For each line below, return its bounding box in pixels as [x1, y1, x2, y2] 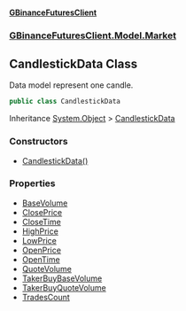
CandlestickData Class [9, 56, 138, 71]
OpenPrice [21, 245, 62, 255]
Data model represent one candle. [9, 80, 134, 90]
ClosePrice [21, 206, 63, 217]
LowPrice [21, 235, 58, 245]
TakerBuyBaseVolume [21, 273, 103, 284]
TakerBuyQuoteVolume [21, 282, 106, 292]
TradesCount [21, 292, 71, 302]
